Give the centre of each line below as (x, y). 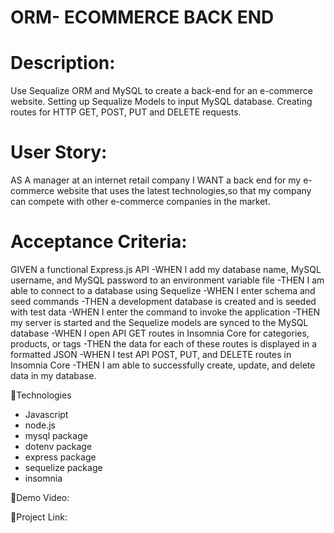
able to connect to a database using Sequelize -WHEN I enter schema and (163, 290)
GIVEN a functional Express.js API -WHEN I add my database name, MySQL (166, 269)
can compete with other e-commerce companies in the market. (140, 202)
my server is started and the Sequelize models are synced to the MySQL (159, 322)
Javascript (46, 414)
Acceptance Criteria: (99, 242)
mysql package (56, 435)
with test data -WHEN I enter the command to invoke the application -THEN (165, 312)
